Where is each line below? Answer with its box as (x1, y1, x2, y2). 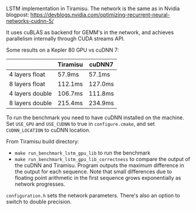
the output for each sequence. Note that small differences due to (14, 168, 172, 175)
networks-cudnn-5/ (6, 18, 54, 24)
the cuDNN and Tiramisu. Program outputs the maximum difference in (14, 162, 184, 169)
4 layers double (9, 89, 52, 98)
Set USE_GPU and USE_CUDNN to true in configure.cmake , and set (6, 120, 155, 127)
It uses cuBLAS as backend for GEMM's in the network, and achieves (6, 29, 174, 36)
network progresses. (14, 180, 65, 187)
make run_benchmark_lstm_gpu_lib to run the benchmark (14, 149, 151, 156)
